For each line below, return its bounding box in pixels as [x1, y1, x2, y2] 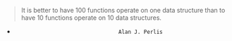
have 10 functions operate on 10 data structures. [20, 13, 162, 22]
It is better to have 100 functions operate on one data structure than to [20, 6, 226, 14]
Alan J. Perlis [118, 28, 164, 35]
